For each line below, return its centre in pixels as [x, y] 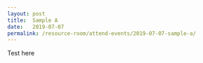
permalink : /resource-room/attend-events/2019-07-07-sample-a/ [102, 33]
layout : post [26, 14]
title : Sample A [33, 20]
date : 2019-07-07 [36, 27]
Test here [21, 53]
